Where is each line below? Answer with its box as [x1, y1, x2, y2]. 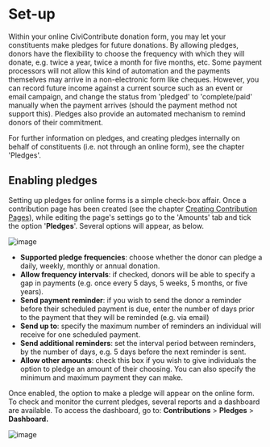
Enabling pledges [8, 174, 98, 188]
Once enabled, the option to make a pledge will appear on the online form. [8, 388, 255, 398]
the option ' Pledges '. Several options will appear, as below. [8, 221, 204, 230]
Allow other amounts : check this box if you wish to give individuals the [19, 355, 256, 365]
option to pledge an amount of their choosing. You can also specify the [19, 364, 256, 373]
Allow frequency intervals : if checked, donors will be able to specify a [19, 269, 255, 279]
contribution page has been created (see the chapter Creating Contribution [8, 204, 258, 213]
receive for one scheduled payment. [19, 329, 141, 339]
